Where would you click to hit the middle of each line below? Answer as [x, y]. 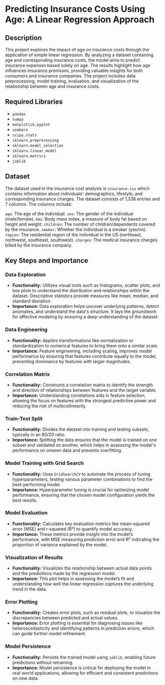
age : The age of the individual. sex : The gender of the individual [69, 214]
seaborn [20, 130]
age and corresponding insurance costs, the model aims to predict [73, 60]
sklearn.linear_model [34, 151]
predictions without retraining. [43, 662]
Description [23, 38]
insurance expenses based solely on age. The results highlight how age [78, 65]
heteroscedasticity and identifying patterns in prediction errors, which [83, 628]
